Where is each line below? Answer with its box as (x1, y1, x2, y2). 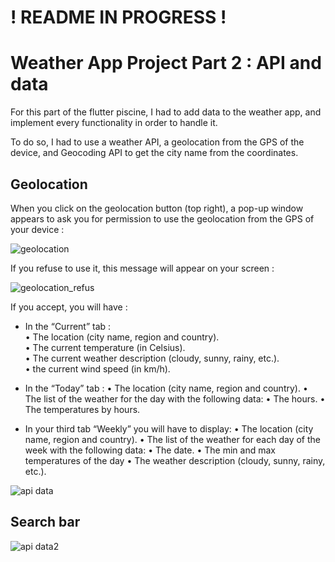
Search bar (10, 514, 81, 531)
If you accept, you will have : (10, 301, 128, 313)
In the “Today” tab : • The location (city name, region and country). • (24, 382, 308, 394)
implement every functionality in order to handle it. (10, 117, 218, 129)
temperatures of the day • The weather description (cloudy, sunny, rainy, (24, 454, 326, 466)
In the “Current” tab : (24, 320, 112, 332)
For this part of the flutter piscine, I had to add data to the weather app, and (10, 106, 322, 118)
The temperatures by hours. (24, 403, 141, 415)
